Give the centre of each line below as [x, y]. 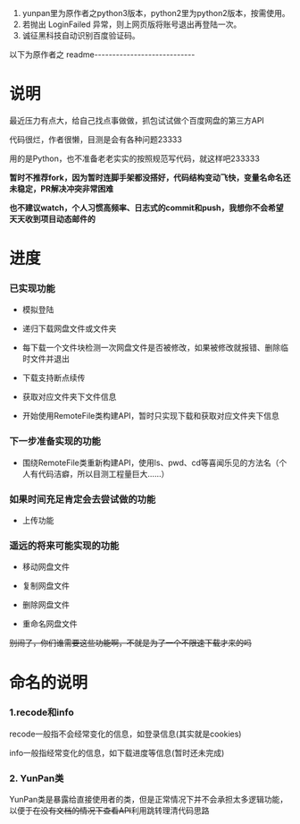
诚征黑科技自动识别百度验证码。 [81, 35]
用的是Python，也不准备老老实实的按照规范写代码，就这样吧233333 [135, 158]
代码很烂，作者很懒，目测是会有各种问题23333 [96, 139]
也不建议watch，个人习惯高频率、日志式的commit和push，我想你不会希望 [146, 208]
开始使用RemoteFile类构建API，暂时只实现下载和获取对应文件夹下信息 [150, 416]
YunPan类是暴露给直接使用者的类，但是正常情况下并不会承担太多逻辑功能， [149, 800]
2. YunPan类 [37, 778]
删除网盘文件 [46, 605]
